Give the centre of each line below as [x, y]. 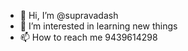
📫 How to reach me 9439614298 [88, 37]
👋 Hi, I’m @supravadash [69, 15]
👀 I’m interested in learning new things [98, 26]
